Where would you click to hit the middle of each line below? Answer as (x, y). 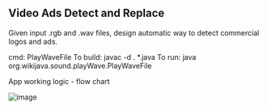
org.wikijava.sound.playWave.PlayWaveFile (80, 66)
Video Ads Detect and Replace (87, 13)
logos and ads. (33, 41)
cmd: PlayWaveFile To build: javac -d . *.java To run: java (102, 57)
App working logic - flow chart (59, 81)
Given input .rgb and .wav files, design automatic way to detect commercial (134, 32)
